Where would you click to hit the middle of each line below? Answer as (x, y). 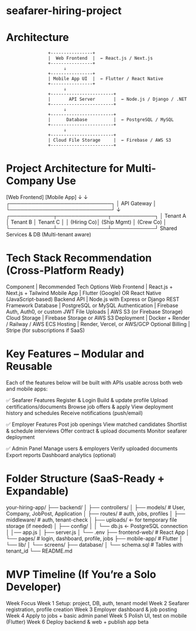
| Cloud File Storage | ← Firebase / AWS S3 (109, 140)
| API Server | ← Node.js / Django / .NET (117, 100)
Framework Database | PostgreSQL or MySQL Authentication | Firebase (92, 305)
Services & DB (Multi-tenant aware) (49, 235)
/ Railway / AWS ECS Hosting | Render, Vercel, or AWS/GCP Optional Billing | (98, 324)
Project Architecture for (65, 169)
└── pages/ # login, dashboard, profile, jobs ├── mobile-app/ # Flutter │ (94, 538)
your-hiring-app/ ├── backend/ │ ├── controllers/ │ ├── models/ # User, (96, 507)
